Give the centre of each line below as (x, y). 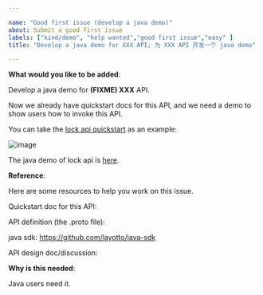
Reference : (27, 175)
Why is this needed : (42, 269)
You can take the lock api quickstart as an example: (93, 129)
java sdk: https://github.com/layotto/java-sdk (82, 238)
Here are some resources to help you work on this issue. (101, 191)
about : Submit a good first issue (66, 30)
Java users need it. (39, 284)
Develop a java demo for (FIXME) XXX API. (79, 90)
